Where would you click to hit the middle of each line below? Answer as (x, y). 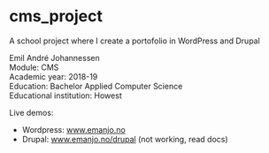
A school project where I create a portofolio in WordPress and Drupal (135, 41)
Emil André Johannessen (54, 57)
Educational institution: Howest (65, 96)
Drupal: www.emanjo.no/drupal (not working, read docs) (125, 139)
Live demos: (31, 112)
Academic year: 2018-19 (54, 76)
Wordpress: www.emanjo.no (73, 129)
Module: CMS (34, 67)
